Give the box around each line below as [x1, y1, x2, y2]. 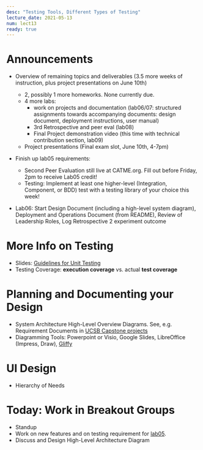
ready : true [6, 26, 37, 32]
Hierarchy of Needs [15, 382, 65, 389]
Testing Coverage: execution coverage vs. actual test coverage [15, 266, 178, 273]
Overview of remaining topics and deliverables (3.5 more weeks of [15, 73, 183, 80]
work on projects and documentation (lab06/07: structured [33, 104, 182, 111]
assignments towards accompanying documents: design [33, 111, 176, 118]
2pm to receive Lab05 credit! [24, 173, 98, 181]
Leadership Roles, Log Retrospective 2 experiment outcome [15, 218, 166, 225]
